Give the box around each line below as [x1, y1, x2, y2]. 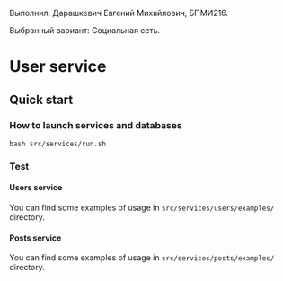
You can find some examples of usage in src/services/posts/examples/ [9, 252, 275, 263]
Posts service [9, 233, 62, 243]
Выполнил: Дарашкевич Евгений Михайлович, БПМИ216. [9, 8, 229, 18]
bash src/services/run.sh [9, 139, 106, 148]
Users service [9, 182, 63, 193]
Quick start [9, 92, 74, 107]
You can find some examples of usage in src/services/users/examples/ [9, 202, 275, 213]
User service [9, 57, 107, 77]
